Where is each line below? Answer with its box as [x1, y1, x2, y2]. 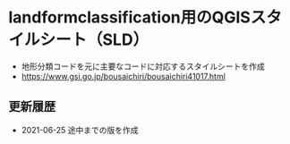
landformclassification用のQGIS [8, 7, 252, 28]
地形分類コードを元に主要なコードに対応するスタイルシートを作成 [21, 61, 265, 72]
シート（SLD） [39, 30, 149, 50]
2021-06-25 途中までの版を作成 [21, 124, 140, 135]
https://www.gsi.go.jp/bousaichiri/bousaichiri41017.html [21, 71, 226, 81]
